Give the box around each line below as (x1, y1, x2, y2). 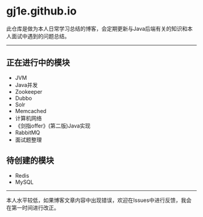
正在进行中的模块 (6, 57, 70, 68)
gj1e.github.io (6, 4, 77, 18)
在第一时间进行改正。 (6, 204, 59, 211)
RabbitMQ (14, 129, 40, 136)
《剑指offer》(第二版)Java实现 (14, 122, 91, 129)
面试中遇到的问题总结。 (11, 32, 70, 40)
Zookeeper (14, 88, 43, 95)
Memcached (14, 107, 47, 114)
